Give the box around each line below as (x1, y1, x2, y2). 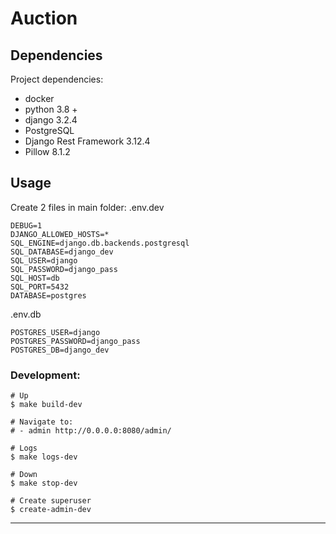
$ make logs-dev (10, 452, 78, 462)
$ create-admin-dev (10, 505, 92, 515)
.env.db (10, 308, 42, 320)
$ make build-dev (10, 400, 83, 410)
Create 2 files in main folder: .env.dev (10, 201, 165, 213)
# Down (10, 470, 38, 480)
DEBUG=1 (10, 220, 43, 231)
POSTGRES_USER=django (10, 327, 101, 337)
